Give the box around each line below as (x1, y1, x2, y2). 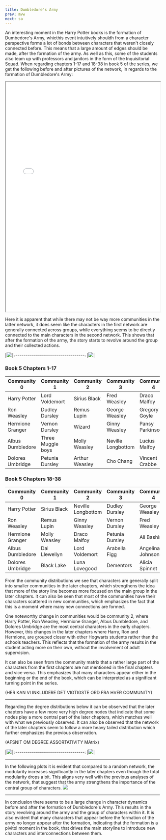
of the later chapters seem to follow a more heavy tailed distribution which (5, 724, 156, 730)
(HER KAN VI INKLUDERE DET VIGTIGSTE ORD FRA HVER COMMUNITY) (5, 689, 153, 695)
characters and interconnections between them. (5, 830, 103, 836)
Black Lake (41, 562, 66, 569)
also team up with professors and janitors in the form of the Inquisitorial (5, 56, 150, 62)
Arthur (73, 454, 88, 461)
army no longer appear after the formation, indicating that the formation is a (5, 820, 158, 826)
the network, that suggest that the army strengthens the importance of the (5, 779, 156, 785)
